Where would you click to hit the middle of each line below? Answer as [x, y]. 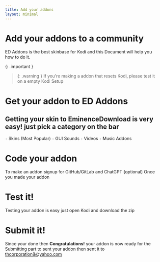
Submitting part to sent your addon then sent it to [55, 249]
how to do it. [18, 57]
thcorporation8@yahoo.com [34, 254]
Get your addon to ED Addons [67, 101]
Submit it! [25, 230]
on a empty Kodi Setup [40, 81]
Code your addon [41, 158]
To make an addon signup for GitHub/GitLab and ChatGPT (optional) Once [80, 172]
